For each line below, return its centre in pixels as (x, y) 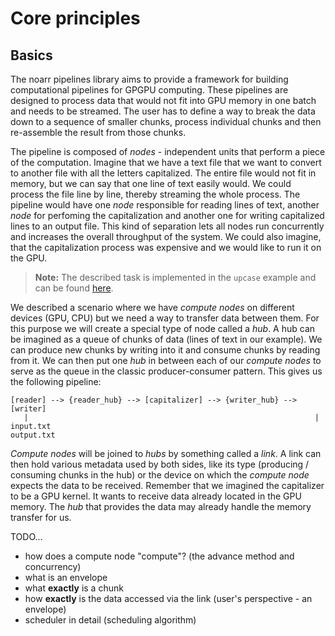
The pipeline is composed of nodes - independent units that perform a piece (168, 151)
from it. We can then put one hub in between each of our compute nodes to (166, 360)
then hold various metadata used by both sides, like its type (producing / (160, 464)
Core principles (75, 18)
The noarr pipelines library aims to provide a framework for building (149, 79)
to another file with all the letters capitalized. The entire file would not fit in (163, 173)
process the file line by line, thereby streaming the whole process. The (155, 194)
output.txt (33, 435)
